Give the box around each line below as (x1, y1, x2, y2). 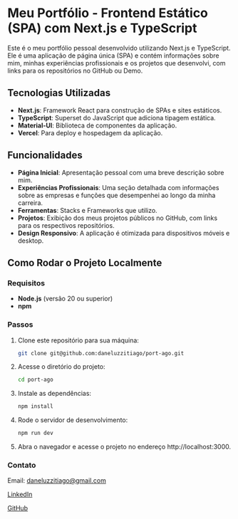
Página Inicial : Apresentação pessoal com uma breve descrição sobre (17, 168, 224, 177)
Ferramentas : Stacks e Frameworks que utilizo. (17, 206, 158, 214)
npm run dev (17, 429, 53, 437)
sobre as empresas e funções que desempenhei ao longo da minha (17, 191, 216, 199)
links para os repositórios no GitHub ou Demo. (7, 66, 143, 75)
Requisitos (7, 278, 45, 288)
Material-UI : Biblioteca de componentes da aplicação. (17, 121, 177, 130)
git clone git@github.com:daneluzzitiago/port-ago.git (17, 350, 185, 357)
